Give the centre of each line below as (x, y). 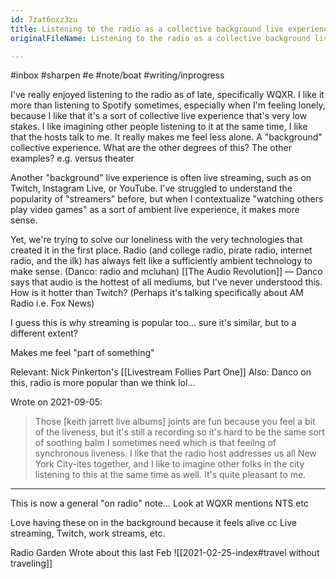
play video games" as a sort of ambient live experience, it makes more (155, 210)
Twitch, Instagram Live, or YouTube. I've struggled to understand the (151, 188)
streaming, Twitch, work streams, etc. (88, 533)
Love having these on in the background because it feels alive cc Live (153, 523)
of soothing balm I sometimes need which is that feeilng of (155, 443)
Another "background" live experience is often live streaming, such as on (161, 178)
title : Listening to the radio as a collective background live (147, 29)
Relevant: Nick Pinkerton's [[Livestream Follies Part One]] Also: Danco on (161, 372)
